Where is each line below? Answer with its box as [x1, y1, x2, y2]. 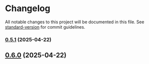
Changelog [5, 3, 50, 14]
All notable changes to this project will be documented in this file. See [5, 19, 145, 25]
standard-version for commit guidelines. [5, 24, 85, 30]
